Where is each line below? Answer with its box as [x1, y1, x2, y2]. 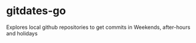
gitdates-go [6, 4, 66, 18]
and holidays [6, 29, 38, 37]
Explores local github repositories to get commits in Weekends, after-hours [6, 24, 191, 31]
